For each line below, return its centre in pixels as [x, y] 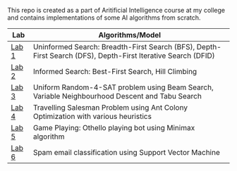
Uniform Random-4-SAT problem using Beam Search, [123, 87]
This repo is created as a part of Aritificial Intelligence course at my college [116, 10]
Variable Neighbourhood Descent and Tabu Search [117, 96]
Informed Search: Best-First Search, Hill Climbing [115, 71]
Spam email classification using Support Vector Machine [127, 152]
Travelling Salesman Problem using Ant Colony [110, 107]
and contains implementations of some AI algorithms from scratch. [104, 18]
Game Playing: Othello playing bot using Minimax [114, 128]
